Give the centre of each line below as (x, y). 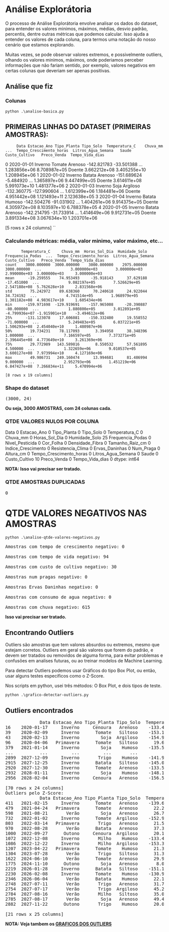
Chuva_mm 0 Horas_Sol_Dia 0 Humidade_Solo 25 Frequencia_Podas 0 (78, 438)
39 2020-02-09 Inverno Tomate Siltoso (72, 733)
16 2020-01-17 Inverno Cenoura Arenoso (72, 728)
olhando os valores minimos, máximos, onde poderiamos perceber (74, 60)
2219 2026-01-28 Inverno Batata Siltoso (72, 869)
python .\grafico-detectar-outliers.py (47, 695)
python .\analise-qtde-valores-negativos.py (53, 537)
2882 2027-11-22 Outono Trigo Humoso (72, 904)
